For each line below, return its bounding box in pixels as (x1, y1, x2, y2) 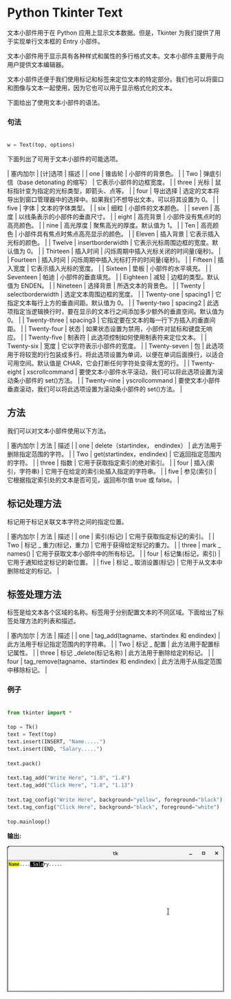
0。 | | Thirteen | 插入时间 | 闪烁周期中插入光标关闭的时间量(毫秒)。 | (26, 247, 221, 255)
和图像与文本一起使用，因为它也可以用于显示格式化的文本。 (7, 83, 176, 92)
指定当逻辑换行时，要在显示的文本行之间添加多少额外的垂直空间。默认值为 (12, 307, 224, 315)
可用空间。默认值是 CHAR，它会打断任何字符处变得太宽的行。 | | (7, 359, 190, 367)
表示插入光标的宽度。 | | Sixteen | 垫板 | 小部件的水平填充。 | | (36, 264, 212, 272)
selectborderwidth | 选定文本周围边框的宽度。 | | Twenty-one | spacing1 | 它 (7, 290, 222, 298)
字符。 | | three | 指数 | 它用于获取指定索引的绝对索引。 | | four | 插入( (12, 458, 208, 467)
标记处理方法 (7, 498, 62, 509)
